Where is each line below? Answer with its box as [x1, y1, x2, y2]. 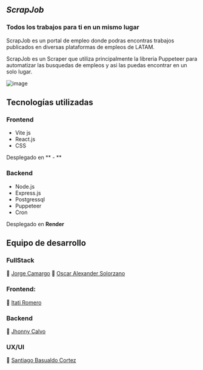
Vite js [15, 129, 32, 136]
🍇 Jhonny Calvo [6, 328, 46, 335]
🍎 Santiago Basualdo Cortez [6, 357, 77, 364]
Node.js [15, 183, 35, 190]
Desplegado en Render [6, 220, 65, 227]
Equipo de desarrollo [6, 238, 87, 248]
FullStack [6, 256, 35, 264]
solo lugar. [6, 68, 33, 75]
